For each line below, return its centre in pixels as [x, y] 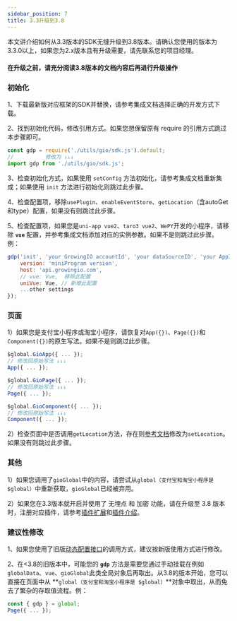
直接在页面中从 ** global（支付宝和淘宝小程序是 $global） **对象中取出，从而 [114, 581]
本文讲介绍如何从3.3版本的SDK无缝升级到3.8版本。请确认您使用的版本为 [112, 41]
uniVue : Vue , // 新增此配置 [59, 283]
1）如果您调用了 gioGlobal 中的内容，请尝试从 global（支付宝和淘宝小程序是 [110, 479]
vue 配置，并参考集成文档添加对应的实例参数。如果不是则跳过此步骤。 [117, 235]
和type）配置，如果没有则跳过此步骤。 [63, 211]
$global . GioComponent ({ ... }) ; [55, 406]
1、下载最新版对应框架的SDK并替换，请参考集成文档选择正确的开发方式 [111, 105]
